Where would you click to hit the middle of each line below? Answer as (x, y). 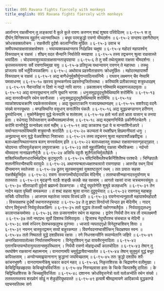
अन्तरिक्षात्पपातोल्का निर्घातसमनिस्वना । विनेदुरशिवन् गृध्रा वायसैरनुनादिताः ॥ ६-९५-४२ (71, 240)
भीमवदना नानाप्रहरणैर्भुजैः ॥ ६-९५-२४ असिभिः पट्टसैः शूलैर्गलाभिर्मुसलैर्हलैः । (61, 153)
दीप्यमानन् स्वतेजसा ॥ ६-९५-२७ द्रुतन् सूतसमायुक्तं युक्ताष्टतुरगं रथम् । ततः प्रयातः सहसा (73, 169)
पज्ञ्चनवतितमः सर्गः (18, 284)
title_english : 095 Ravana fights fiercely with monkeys (64, 14)
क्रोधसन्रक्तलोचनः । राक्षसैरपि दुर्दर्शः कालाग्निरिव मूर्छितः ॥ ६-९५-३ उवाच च (63, 43)
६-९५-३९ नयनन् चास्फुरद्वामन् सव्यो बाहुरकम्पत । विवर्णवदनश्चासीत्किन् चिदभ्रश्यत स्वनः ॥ (74, 229)
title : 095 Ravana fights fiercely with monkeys (55, 9)
